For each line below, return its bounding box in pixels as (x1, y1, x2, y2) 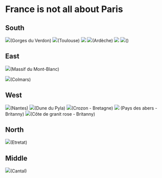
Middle (5, 154, 28, 162)
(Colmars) (10, 76, 31, 82)
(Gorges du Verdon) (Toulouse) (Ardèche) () (10, 38, 129, 43)
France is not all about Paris (5, 4, 123, 15)
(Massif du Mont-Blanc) (10, 66, 59, 72)
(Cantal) (10, 168, 27, 174)
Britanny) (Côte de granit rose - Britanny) (5, 111, 96, 117)
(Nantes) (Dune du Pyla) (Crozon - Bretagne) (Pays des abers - (10, 105, 157, 111)
